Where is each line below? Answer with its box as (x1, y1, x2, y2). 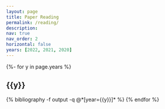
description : (6, 25, 38, 31)
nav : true (6, 31, 31, 37)
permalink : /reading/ (6, 19, 59, 25)
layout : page (6, 8, 38, 15)
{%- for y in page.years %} (6, 63, 72, 70)
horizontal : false (6, 42, 51, 48)
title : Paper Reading (6, 14, 59, 20)
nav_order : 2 (6, 36, 38, 42)
